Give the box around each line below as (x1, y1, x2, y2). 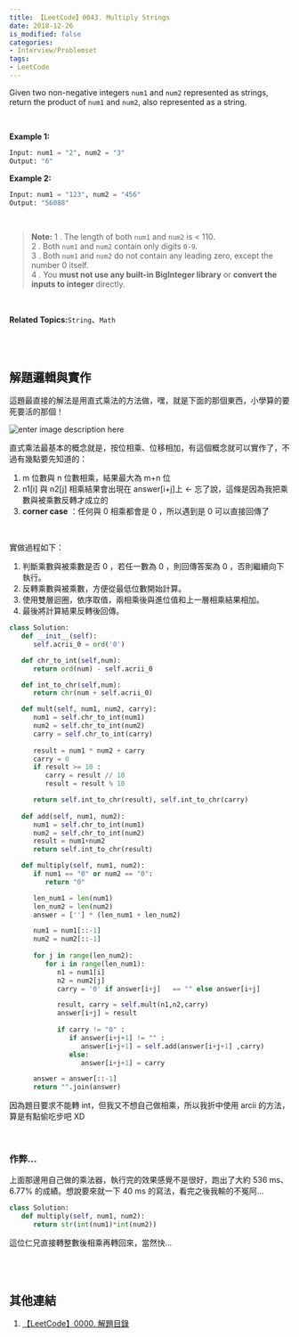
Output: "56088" (9, 198, 69, 208)
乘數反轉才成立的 (45, 495, 109, 506)
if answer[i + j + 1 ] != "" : (69, 1033, 166, 1042)
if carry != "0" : (56, 1025, 125, 1034)
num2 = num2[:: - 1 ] (32, 934, 101, 944)
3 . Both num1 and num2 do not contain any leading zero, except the (30, 250, 273, 261)
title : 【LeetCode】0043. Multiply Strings (9, 12, 171, 22)
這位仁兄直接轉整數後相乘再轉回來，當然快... (9, 1237, 173, 1248)
